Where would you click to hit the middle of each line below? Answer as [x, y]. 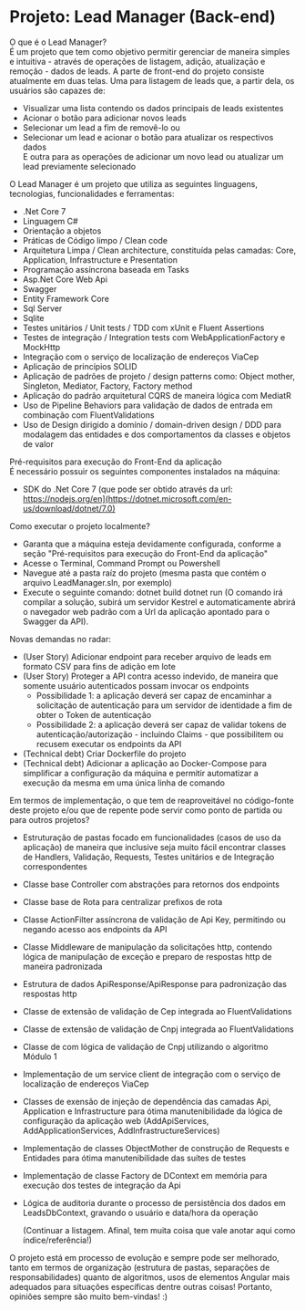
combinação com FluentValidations [88, 415]
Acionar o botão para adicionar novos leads [104, 118]
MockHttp [41, 347]
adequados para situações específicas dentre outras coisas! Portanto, [141, 1286]
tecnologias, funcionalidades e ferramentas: [92, 193]
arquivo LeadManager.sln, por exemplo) [97, 582]
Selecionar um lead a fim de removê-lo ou [101, 127]
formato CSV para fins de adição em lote [99, 666]
